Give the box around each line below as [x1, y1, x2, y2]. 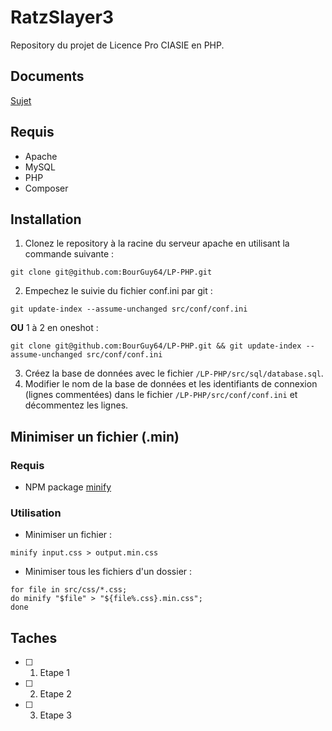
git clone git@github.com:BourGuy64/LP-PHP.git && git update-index [10, 341, 302, 351]
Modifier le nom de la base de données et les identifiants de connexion [24, 378, 318, 390]
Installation [10, 211, 82, 228]
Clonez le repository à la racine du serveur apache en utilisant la [24, 237, 290, 250]
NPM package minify [24, 481, 112, 493]
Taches [10, 629, 58, 646]
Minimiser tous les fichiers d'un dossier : [24, 566, 193, 578]
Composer [24, 182, 69, 194]
